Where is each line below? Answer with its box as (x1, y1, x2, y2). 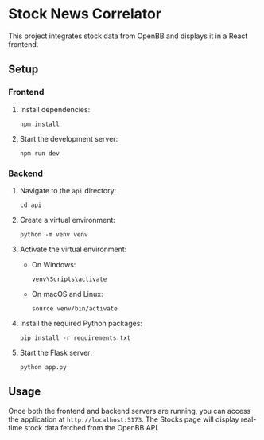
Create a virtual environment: (19, 215, 115, 224)
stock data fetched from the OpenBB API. (24, 422, 160, 432)
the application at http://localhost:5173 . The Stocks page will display (8, 415, 239, 424)
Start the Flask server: (19, 348, 93, 357)
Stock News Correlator (8, 5, 161, 23)
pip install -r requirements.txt (19, 333, 131, 342)
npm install (19, 120, 60, 128)
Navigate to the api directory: (19, 185, 117, 195)
